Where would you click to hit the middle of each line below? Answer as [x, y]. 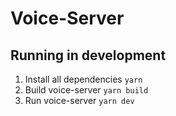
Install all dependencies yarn [83, 79]
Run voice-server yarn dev [79, 100]
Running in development [88, 55]
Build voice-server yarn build [86, 90]
